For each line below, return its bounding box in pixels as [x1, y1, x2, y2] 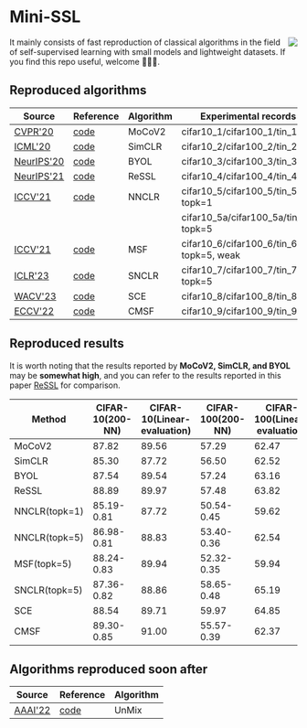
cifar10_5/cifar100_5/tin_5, [181, 185, 300, 198]
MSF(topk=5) [14, 557, 72, 570]
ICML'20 [14, 140, 51, 153]
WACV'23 [14, 290, 57, 303]
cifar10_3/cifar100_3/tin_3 [181, 155, 298, 167]
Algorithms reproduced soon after [9, 661, 208, 677]
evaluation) [140, 423, 192, 436]
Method [31, 412, 67, 425]
